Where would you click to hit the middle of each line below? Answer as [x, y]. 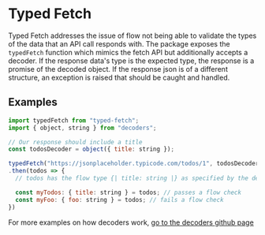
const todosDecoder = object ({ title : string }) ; [91, 149]
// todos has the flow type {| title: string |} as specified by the [132, 178]
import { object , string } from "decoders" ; [82, 128]
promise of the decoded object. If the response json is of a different [118, 69]
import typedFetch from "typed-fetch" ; [74, 120]
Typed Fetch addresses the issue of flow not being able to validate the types [132, 35]
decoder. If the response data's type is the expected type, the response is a [131, 61]
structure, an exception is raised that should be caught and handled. [119, 77]
